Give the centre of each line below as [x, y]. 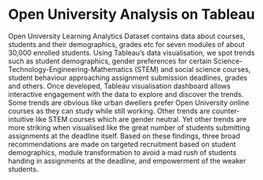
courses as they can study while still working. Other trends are [109, 110]
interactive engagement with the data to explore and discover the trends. [126, 94]
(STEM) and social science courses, [193, 69]
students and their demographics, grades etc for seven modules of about [126, 44]
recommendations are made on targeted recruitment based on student [122, 144]
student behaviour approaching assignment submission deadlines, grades [128, 77]
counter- [226, 110]
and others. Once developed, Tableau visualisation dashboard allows [119, 86]
